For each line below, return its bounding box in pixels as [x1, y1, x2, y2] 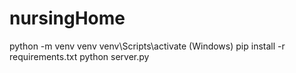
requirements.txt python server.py [9, 50, 150, 62]
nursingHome [9, 7, 126, 30]
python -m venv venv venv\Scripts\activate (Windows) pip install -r [9, 40, 286, 52]
